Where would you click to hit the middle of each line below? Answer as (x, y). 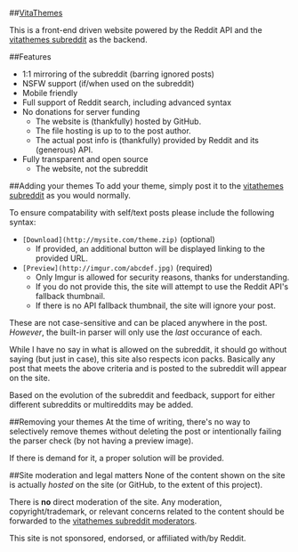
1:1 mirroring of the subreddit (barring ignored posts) (118, 74)
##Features (30, 57)
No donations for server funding (81, 112)
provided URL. (62, 258)
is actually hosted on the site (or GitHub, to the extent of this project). (136, 485)
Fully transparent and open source (85, 159)
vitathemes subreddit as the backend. (79, 40)
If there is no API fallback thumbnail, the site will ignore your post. (155, 305)
